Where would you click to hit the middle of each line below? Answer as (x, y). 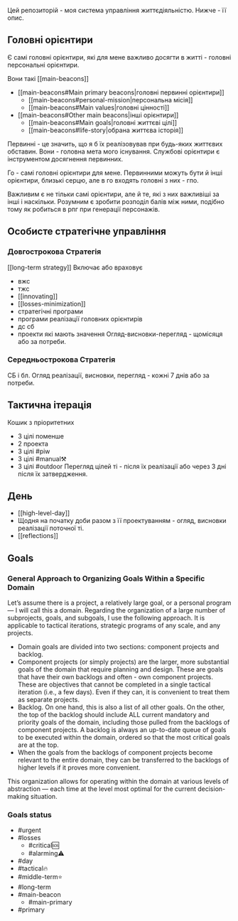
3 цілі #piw (34, 451)
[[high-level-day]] (44, 513)
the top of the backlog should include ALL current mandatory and (113, 715)
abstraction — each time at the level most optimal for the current (102, 789)
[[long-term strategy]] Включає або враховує (75, 267)
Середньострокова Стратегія (61, 360)
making (18, 797)
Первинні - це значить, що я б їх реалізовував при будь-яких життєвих (115, 144)
